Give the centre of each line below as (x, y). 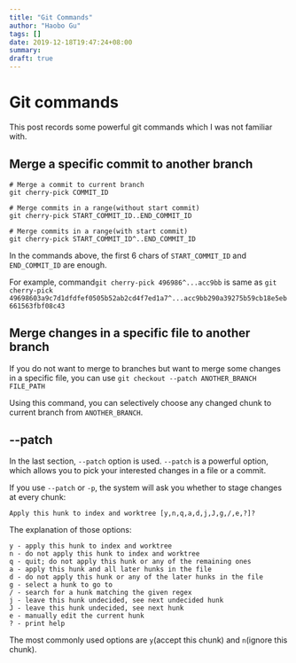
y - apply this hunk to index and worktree (91, 546)
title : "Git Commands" (51, 17)
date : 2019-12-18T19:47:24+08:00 (71, 42)
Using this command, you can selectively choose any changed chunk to (140, 402)
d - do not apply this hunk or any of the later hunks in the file (136, 577)
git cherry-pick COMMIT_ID (59, 192)
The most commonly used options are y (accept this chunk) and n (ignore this (148, 640)
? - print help (37, 624)
